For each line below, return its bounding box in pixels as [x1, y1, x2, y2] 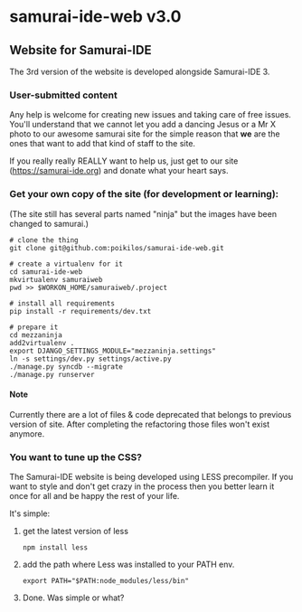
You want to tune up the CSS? [9, 450, 143, 463]
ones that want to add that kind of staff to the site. [9, 138, 196, 149]
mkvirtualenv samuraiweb [9, 275, 103, 284]
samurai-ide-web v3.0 [9, 6, 182, 27]
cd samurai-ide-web [9, 267, 83, 277]
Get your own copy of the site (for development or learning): [9, 188, 279, 201]
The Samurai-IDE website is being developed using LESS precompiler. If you [9, 472, 294, 483]
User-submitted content [9, 89, 118, 101]
